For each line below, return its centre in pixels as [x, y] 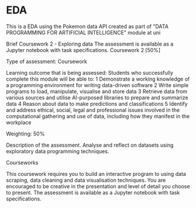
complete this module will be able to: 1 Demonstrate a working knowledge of [98, 79]
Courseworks [22, 162]
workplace [19, 122]
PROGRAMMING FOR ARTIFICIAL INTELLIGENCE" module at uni [83, 32]
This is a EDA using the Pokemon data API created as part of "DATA [87, 26]
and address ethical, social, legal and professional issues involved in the [93, 110]
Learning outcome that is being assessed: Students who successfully [90, 72]
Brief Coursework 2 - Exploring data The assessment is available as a [90, 44]
